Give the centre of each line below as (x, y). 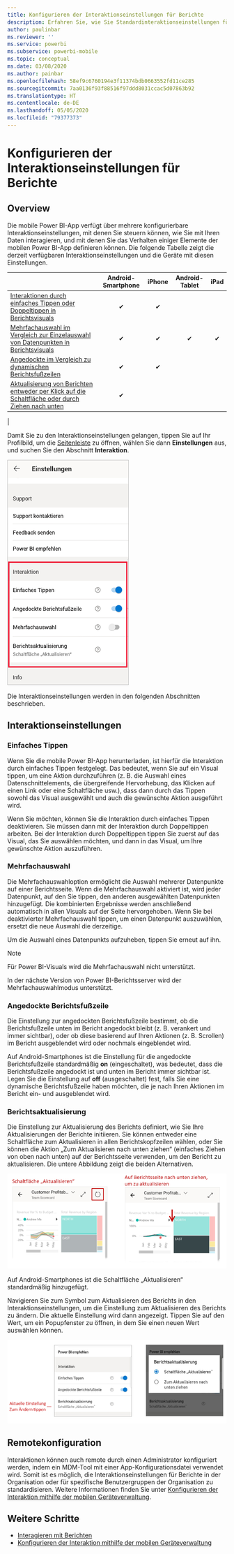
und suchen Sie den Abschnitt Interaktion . (68, 450)
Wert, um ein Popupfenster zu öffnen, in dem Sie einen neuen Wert (103, 1322)
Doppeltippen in (33, 310)
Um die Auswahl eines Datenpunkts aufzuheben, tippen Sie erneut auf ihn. (114, 940)
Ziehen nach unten (37, 406)
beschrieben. (26, 703)
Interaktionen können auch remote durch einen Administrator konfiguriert (112, 1460)
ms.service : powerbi (37, 44)
